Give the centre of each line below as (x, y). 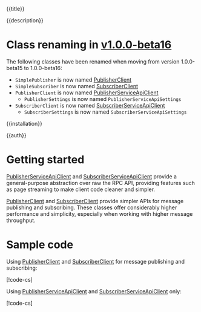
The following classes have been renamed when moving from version (93, 61)
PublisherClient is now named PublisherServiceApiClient (87, 93)
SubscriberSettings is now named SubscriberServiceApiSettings (105, 112)
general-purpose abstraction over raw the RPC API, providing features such (101, 183)
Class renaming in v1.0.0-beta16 (89, 45)
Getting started (45, 160)
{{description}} (25, 20)
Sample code (40, 245)
